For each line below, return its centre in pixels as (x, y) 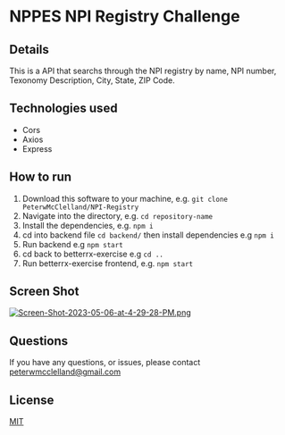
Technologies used (63, 109)
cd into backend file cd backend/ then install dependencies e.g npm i (148, 235)
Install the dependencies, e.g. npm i (88, 225)
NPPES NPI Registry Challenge (125, 17)
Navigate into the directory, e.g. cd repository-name (117, 215)
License (32, 400)
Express (37, 148)
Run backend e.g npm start (72, 244)
